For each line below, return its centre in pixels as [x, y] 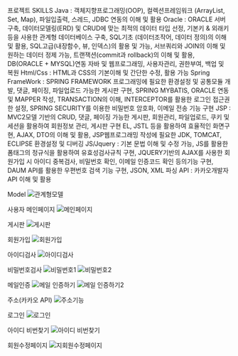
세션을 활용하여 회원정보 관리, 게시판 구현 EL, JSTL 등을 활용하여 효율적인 [109, 126]
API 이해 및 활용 [29, 179]
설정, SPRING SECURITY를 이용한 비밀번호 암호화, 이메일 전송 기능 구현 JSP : [123, 108]
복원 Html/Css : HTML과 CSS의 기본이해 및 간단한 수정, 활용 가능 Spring [109, 72]
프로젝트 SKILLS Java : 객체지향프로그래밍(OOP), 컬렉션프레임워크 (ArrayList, [116, 10]
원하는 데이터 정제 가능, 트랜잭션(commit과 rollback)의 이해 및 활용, [101, 55]
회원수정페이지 [28, 345]
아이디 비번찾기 [28, 330]
